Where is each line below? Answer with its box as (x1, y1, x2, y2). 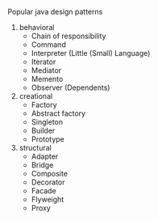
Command (31, 40, 66, 49)
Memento (31, 74, 64, 83)
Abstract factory (31, 108, 86, 118)
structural (19, 143, 52, 152)
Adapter (31, 151, 59, 161)
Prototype (31, 134, 65, 144)
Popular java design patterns (7, 7, 103, 16)
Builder (31, 125, 56, 135)
